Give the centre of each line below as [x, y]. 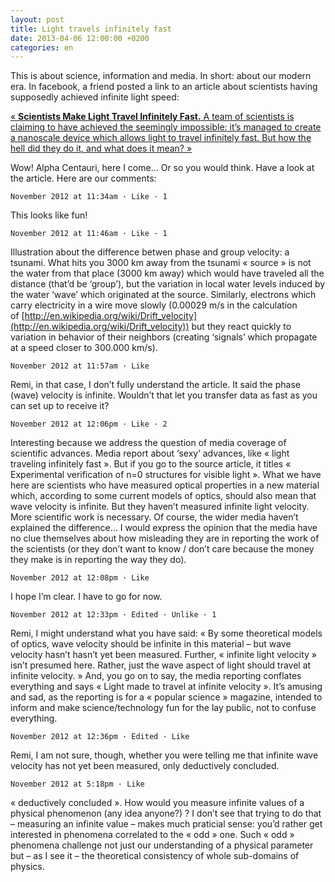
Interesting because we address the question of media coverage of [148, 443]
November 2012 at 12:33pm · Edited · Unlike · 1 [113, 615]
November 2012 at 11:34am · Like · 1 [89, 197]
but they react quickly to [241, 327]
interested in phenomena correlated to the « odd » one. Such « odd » [152, 835]
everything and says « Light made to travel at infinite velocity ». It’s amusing [166, 687]
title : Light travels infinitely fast [91, 29]
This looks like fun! [49, 215]
